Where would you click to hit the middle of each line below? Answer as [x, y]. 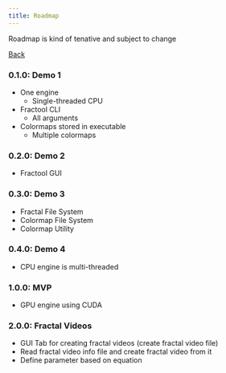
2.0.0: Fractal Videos [50, 326]
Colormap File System [57, 220]
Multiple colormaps [64, 135]
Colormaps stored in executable [73, 126]
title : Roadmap [34, 16]
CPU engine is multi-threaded [69, 266]
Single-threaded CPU [67, 100]
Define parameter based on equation [81, 360]
